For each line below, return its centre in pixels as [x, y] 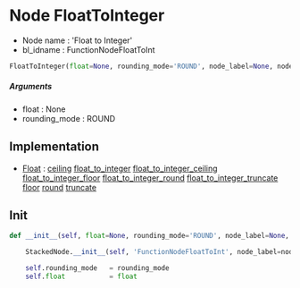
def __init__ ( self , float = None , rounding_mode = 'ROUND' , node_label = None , [150, 236]
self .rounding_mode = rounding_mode [97, 268]
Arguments [31, 87]
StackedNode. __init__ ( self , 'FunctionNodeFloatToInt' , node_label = [153, 252]
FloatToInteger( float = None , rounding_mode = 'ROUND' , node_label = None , [142, 66]
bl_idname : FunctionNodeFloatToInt [88, 49]
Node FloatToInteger [87, 16]
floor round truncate [59, 187]
